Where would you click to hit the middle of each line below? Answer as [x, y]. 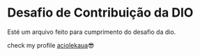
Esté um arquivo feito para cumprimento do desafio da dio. [92, 32]
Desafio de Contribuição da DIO [100, 13]
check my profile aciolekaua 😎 [51, 45]
